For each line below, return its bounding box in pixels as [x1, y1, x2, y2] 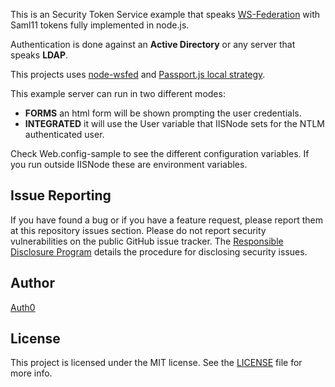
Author [10, 275, 55, 292]
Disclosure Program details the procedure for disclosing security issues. [10, 245, 308, 258]
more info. [10, 367, 53, 379]
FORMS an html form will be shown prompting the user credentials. [24, 107, 302, 119]
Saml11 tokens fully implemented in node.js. [10, 19, 190, 31]
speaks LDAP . [10, 49, 69, 61]
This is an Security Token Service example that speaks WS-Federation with [10, 9, 321, 20]
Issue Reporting [10, 187, 112, 204]
